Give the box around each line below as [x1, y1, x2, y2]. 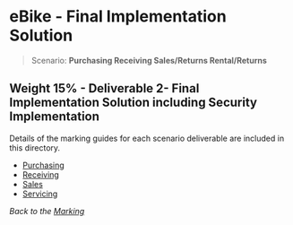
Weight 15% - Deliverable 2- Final [9, 81, 200, 96]
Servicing [22, 188, 58, 199]
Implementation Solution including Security [9, 95, 258, 110]
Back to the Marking [9, 205, 85, 216]
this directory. [9, 142, 61, 153]
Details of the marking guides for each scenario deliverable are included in [9, 133, 285, 143]
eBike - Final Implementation [9, 6, 227, 27]
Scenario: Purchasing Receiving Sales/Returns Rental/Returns [30, 55, 267, 65]
